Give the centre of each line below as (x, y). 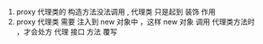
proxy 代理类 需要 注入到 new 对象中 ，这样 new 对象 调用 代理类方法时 (135, 22)
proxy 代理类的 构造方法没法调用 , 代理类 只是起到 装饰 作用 (116, 12)
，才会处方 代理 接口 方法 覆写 (67, 32)
